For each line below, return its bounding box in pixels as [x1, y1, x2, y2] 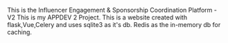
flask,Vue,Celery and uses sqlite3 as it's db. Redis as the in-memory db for [7, 21, 221, 28]
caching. [7, 28, 33, 36]
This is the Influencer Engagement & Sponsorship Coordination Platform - [7, 6, 217, 14]
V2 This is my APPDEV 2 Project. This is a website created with [7, 13, 188, 21]
